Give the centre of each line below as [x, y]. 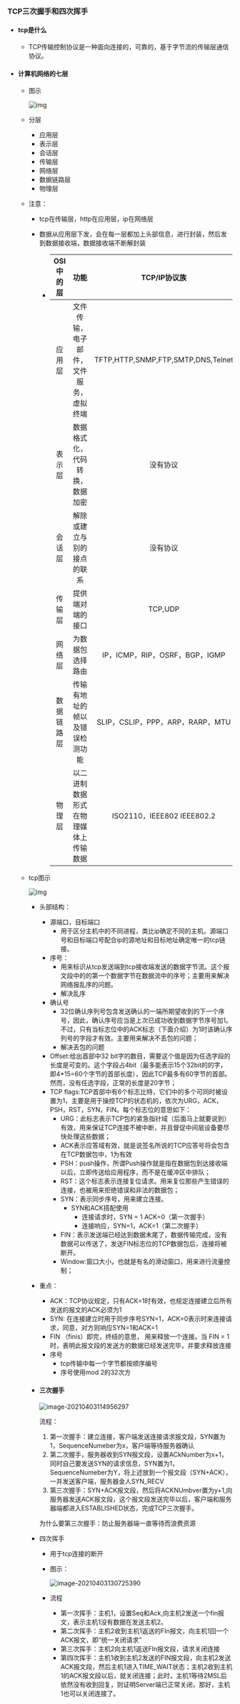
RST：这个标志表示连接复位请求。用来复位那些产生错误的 [145, 1182]
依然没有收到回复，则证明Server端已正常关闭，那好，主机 [145, 1684]
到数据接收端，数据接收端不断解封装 [92, 243]
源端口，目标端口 [75, 922]
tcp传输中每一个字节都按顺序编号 [109, 1364]
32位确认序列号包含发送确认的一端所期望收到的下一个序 [142, 1011]
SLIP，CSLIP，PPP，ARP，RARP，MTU [164, 722]
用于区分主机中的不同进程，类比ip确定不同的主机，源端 [141, 931]
